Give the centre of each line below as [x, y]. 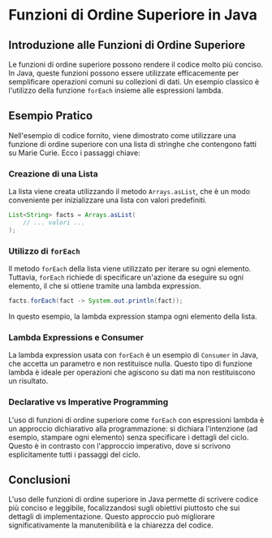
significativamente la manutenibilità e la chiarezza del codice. [111, 525]
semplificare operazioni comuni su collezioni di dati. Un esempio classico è [134, 82]
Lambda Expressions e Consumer [76, 337]
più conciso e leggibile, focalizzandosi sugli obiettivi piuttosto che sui [124, 508]
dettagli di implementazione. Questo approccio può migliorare [112, 517]
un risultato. [28, 381]
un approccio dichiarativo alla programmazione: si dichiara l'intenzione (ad [133, 428]
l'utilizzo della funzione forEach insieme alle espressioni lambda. [116, 90]
